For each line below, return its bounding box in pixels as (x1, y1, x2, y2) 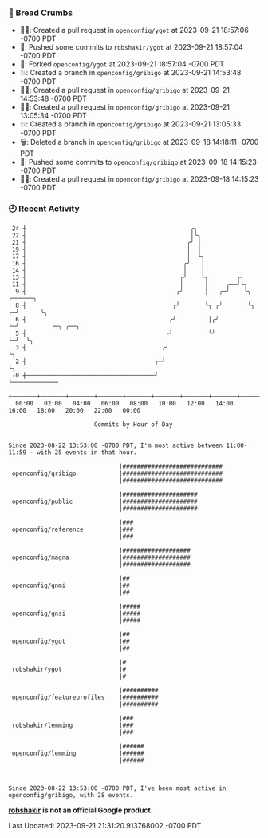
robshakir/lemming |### (11, 721, 134, 729)
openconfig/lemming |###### (11, 749, 145, 757)
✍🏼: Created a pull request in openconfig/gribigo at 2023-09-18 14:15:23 (19, 174, 259, 184)
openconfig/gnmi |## (11, 581, 130, 589)
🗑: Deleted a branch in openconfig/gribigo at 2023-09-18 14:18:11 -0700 (19, 138, 259, 147)
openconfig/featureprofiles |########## (11, 693, 159, 701)
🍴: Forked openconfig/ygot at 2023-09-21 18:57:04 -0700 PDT (19, 59, 225, 69)
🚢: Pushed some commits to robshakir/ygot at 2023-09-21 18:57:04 (19, 42, 243, 52)
